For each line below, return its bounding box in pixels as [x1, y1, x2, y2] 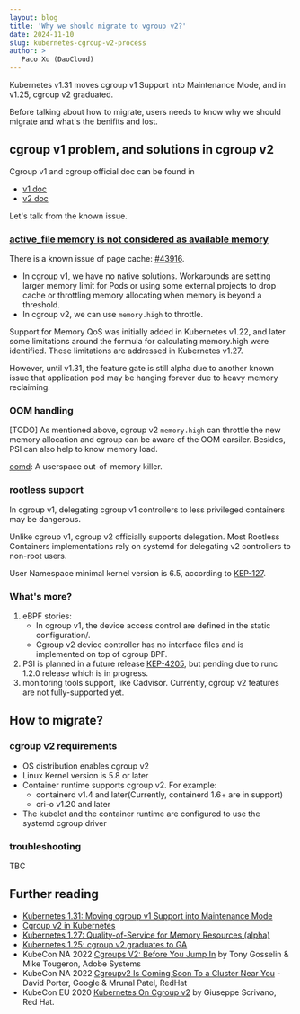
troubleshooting [9, 840, 82, 852]
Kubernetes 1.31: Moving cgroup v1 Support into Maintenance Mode [22, 910, 273, 921]
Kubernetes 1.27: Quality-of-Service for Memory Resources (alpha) [22, 929, 270, 940]
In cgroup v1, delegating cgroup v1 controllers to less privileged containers [9, 504, 286, 515]
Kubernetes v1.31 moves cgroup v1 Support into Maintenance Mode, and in [9, 80, 286, 90]
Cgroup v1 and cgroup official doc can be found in [9, 165, 195, 176]
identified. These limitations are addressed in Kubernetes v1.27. [9, 345, 243, 356]
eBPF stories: [22, 610, 72, 621]
